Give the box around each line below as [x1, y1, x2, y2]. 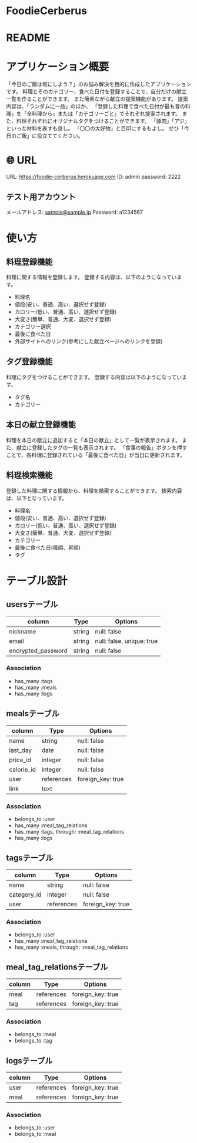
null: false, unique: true [95, 636, 158, 645]
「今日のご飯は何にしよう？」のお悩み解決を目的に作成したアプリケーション [6, 81, 192, 88]
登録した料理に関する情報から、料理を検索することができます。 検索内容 [6, 487, 182, 494]
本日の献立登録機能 [6, 420, 76, 430]
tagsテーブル [6, 853, 54, 863]
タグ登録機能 [6, 357, 53, 367]
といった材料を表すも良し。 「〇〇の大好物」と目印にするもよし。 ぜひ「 [6, 125, 185, 132]
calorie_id [9, 765, 36, 773]
